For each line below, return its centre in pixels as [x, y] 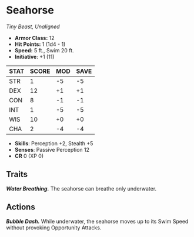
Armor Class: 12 [34, 38]
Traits [17, 174]
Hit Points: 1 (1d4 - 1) [40, 44]
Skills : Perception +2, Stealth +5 [54, 143]
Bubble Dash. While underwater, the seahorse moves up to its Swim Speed [97, 221]
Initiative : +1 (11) [34, 56]
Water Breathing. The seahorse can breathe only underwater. [81, 188]
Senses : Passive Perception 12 [52, 149]
